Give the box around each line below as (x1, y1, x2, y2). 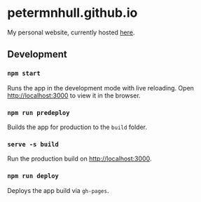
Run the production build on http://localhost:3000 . (7, 154, 152, 163)
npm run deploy (7, 172, 60, 180)
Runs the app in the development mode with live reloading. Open (7, 83, 195, 92)
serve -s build (7, 140, 60, 148)
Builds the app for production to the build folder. (7, 123, 148, 131)
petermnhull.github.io (7, 5, 138, 21)
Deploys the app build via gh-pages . (7, 186, 109, 194)
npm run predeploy (7, 109, 70, 116)
